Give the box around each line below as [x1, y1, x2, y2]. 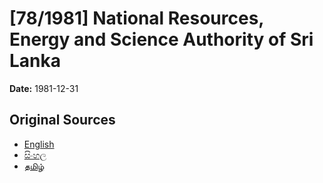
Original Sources [9, 112, 116, 129]
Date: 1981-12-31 [9, 82, 79, 94]
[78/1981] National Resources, [9, 7, 264, 30]
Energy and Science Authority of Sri [9, 28, 314, 51]
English [23, 138, 55, 150]
